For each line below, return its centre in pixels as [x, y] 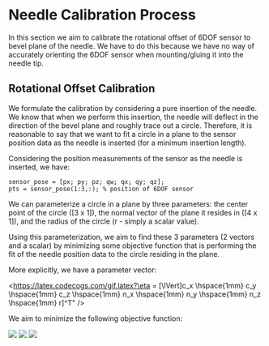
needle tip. [26, 63]
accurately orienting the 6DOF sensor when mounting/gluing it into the [126, 54]
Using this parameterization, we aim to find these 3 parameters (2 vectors [132, 237]
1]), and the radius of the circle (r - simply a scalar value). [104, 221]
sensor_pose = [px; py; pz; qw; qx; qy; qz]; [86, 182]
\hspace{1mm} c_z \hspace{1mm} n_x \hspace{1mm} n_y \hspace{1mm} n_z [135, 294]
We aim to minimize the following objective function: [96, 318]
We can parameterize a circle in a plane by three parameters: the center [128, 203]
